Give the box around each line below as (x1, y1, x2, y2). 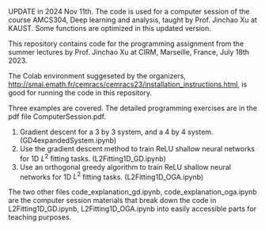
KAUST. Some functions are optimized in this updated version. (8, 24, 211, 33)
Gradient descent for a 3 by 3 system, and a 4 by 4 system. (19, 127, 214, 136)
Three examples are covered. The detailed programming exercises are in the (8, 103, 258, 113)
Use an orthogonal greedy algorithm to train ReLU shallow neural (19, 162, 232, 171)
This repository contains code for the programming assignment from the (8, 39, 244, 48)
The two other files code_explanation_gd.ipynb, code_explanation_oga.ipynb (8, 187, 257, 197)
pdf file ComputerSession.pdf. (8, 112, 107, 121)
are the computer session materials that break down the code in (8, 196, 217, 205)
